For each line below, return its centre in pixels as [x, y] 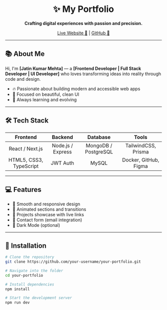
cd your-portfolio [24, 275]
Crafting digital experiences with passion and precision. [83, 23]
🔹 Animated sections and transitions [49, 209]
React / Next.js [26, 149]
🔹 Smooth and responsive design [46, 204]
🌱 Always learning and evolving [44, 99]
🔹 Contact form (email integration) [47, 220]
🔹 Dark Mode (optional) [36, 225]
